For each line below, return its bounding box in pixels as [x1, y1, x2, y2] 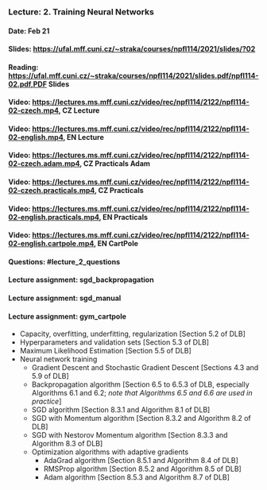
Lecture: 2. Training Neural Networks [8, 6, 155, 17]
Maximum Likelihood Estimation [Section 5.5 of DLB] [19, 346, 192, 356]
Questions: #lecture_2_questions [8, 257, 121, 266]
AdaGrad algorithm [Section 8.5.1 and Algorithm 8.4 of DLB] [43, 456, 238, 465]
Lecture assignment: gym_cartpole [8, 311, 127, 321]
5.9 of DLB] [31, 372, 69, 381]
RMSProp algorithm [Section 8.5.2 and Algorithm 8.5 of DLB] [43, 464, 242, 474]
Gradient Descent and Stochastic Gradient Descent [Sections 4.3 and [31, 363, 259, 372]
